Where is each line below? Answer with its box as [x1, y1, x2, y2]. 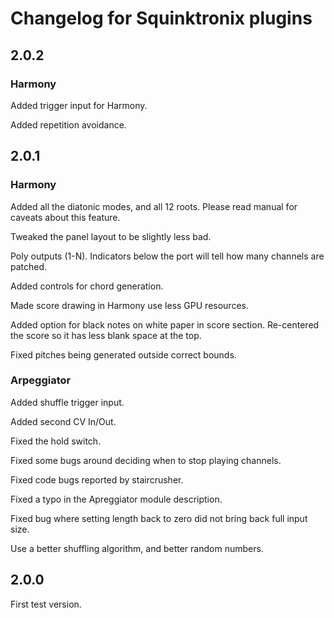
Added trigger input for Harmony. [10, 99, 148, 111]
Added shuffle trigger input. [10, 396, 125, 408]
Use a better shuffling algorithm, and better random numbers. [10, 542, 264, 554]
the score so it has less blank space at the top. [10, 329, 202, 341]
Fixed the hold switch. [10, 435, 102, 447]
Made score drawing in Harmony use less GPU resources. [10, 299, 249, 311]
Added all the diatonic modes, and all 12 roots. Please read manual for [10, 200, 298, 212]
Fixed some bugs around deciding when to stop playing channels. [10, 454, 282, 466]
